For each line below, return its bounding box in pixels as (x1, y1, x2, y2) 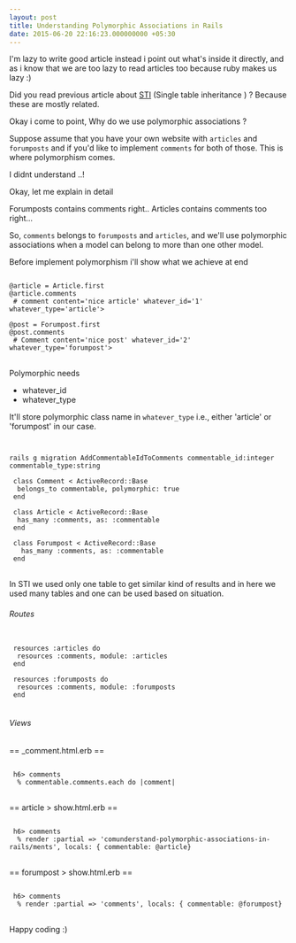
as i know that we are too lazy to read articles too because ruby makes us (9, 63, 277, 73)
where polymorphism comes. (9, 152, 116, 163)
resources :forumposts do (12, 675, 109, 684)
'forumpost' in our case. (9, 421, 97, 432)
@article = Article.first (9, 282, 104, 290)
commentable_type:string (9, 461, 101, 470)
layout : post (9, 12, 57, 22)
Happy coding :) (9, 924, 68, 934)
